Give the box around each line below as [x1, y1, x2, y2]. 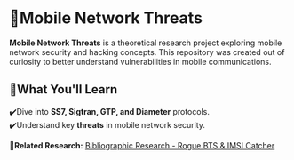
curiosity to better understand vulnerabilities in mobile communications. [9, 56, 272, 67]
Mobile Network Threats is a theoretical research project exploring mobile [9, 37, 282, 48]
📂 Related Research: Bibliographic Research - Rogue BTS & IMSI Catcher [9, 140, 275, 150]
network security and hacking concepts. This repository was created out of [9, 46, 285, 57]
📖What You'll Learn [9, 82, 118, 97]
